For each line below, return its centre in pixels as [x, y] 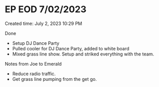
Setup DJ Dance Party [36, 43]
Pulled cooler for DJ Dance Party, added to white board [71, 48]
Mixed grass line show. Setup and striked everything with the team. [83, 54]
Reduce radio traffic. [34, 74]
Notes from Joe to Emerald [33, 64]
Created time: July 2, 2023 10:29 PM [44, 23]
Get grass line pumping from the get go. [54, 79]
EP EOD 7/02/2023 [46, 9]
